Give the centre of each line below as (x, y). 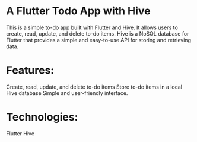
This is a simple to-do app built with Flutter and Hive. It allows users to (92, 27)
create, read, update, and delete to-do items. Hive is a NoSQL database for (98, 33)
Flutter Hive (20, 133)
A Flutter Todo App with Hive (78, 11)
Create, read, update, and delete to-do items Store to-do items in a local (94, 87)
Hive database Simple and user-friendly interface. (67, 93)
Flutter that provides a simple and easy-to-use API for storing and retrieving (99, 40)
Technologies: (42, 117)
